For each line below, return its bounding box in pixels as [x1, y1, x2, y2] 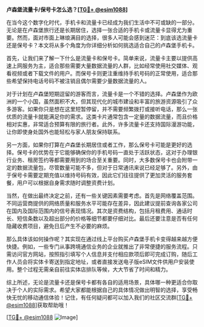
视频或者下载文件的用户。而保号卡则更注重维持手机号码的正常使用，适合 [11, 70, 192, 77]
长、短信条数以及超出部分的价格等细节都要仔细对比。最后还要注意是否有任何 [6, 215, 198, 222]
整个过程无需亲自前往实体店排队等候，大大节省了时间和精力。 [16, 266, 171, 273]
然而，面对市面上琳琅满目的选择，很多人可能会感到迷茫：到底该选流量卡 [16, 34, 198, 41]
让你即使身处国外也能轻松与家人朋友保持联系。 [6, 128, 123, 136]
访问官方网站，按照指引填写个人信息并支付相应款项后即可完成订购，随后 [11, 250, 192, 258]
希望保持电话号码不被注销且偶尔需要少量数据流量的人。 [11, 77, 150, 84]
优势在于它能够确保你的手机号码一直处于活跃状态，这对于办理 [38, 149, 192, 156]
